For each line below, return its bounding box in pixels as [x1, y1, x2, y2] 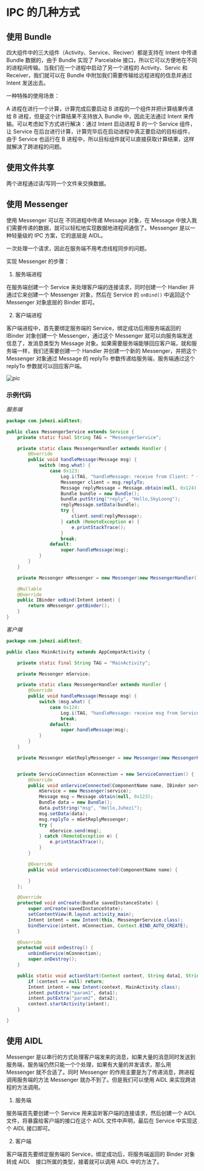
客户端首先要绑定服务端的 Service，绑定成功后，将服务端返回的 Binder [6, 1150, 183, 1158]
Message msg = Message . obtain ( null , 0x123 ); [38, 794, 154, 800]
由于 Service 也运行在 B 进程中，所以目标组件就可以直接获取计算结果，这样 [6, 135, 194, 143]
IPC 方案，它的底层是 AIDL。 [34, 231, 106, 239]
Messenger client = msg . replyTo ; [60, 479, 146, 485]
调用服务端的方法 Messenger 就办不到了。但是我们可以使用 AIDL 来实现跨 [6, 1076, 191, 1083]
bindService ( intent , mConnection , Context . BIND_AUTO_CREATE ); [28, 923, 189, 929]
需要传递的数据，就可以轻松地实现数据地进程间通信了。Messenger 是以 [11, 224, 190, 231]
